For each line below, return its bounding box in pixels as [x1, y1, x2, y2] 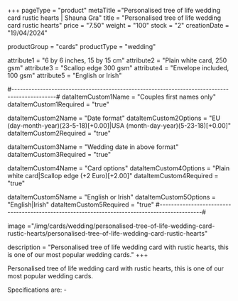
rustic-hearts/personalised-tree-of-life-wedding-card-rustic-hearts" [7, 229, 208, 237]
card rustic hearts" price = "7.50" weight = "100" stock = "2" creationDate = [7, 21, 229, 29]
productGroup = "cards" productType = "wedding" [7, 43, 156, 50]
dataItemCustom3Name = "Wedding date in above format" [7, 143, 179, 151]
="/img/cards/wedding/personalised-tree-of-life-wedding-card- [27, 221, 215, 230]
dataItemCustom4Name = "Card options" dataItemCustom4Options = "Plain [7, 164, 230, 173]
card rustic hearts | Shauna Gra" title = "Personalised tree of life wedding [7, 13, 222, 22]
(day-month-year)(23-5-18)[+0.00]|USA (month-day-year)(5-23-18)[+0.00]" [7, 121, 231, 130]
